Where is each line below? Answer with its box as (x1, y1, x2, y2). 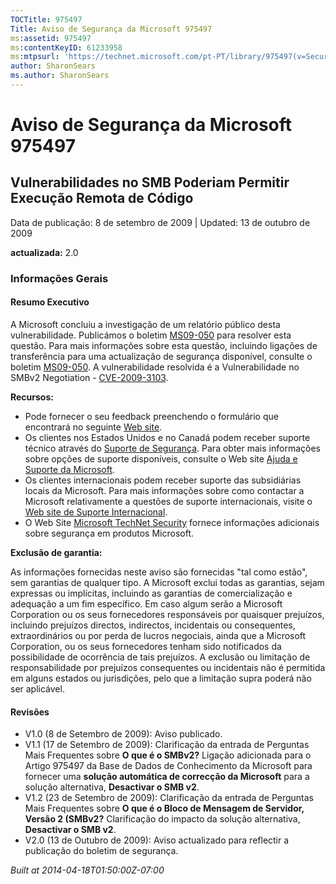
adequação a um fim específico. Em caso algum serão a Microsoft (10, 598, 283, 610)
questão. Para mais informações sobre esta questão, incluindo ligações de (10, 340, 318, 351)
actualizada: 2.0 (10, 246, 79, 258)
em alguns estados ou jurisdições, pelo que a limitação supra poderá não (10, 672, 312, 684)
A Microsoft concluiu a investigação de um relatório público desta (10, 319, 281, 330)
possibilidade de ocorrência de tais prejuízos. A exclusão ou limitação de (10, 651, 311, 663)
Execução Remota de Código (10, 190, 194, 207)
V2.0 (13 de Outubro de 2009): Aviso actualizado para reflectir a (24, 834, 290, 846)
